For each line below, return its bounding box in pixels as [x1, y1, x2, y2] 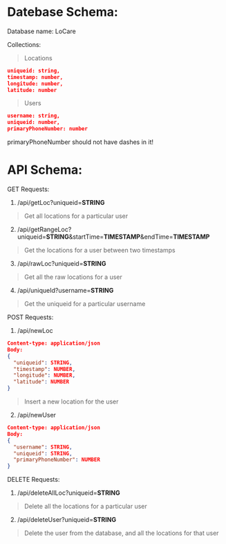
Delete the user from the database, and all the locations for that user [23, 529, 219, 537]
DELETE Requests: [7, 475, 60, 484]
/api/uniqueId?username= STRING [17, 287, 114, 294]
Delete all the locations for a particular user [23, 502, 147, 511]
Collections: [7, 40, 41, 48]
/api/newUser [17, 411, 57, 419]
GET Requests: [7, 185, 50, 193]
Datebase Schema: [7, 4, 119, 20]
